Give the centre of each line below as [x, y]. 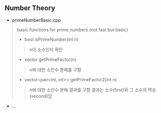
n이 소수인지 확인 [46, 50]
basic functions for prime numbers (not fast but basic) [72, 30]
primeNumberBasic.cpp [36, 20]
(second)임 [41, 96]
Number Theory [30, 8]
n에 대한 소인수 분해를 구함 [55, 69]
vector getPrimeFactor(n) [50, 59]
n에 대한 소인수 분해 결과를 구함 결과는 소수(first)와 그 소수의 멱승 [93, 90]
